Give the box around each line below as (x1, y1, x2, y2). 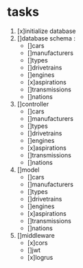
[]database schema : (16, 34, 75, 42)
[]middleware (16, 231, 55, 239)
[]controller (16, 100, 49, 108)
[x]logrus (27, 253, 54, 261)
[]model (16, 166, 40, 174)
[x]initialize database (16, 27, 77, 35)
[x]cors (27, 238, 48, 247)
